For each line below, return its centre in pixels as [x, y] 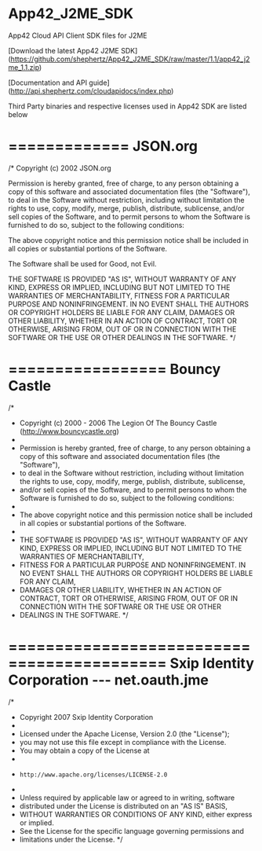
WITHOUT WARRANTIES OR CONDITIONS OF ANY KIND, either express [136, 814]
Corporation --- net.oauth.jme [109, 680]
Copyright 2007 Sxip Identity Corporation [86, 717]
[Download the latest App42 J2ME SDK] [73, 50]
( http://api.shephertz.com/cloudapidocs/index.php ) [91, 90]
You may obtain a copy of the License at [85, 750]
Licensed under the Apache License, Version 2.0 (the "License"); [124, 734]
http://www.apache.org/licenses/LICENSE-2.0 [93, 775]
